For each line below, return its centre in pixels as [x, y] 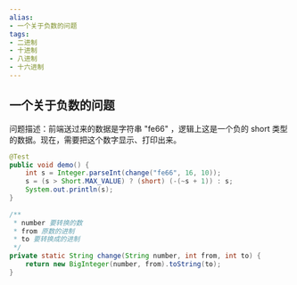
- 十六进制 [27, 68]
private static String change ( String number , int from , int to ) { [135, 256]
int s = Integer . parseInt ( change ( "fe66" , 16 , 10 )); [123, 173]
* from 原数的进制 [44, 231]
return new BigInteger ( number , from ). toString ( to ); [123, 265]
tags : [19, 34]
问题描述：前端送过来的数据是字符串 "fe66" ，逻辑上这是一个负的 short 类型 [148, 128]
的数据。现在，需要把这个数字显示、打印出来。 [95, 140]
